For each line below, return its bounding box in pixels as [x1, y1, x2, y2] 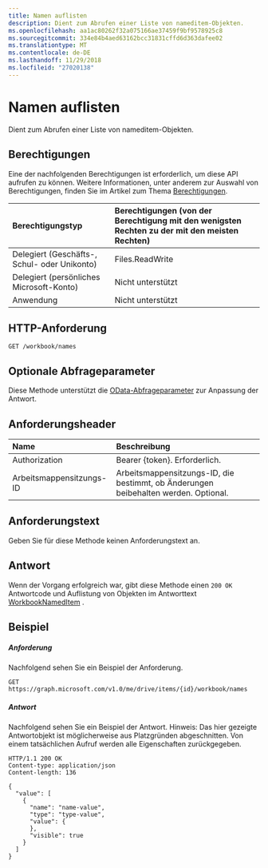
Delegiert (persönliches [12, 271, 100, 282]
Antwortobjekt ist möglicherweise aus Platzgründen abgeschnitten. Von [8, 731, 244, 740]
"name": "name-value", [29, 803, 105, 811]
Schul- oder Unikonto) [12, 258, 97, 269]
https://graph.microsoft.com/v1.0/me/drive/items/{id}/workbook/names [8, 685, 248, 693]
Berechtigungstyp [12, 220, 83, 231]
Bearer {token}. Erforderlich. [116, 454, 222, 465]
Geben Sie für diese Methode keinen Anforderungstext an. [8, 536, 201, 545]
